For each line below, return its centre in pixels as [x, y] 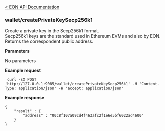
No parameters [21, 61]
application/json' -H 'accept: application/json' [71, 88]
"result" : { [28, 111]
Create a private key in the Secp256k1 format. [52, 31]
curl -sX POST [22, 80]
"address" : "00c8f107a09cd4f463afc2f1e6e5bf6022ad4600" [83, 116]
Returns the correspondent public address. [49, 41]
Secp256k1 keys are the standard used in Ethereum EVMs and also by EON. [83, 36]
